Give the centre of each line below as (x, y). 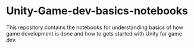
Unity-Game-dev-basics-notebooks (97, 11)
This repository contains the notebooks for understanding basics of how (95, 27)
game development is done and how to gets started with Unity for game (94, 33)
